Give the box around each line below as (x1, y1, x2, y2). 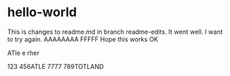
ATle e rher (7, 49, 40, 57)
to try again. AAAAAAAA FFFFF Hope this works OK (7, 34, 159, 43)
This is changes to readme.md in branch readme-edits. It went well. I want (7, 27, 223, 36)
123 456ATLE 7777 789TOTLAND (7, 62, 104, 70)
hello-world (7, 4, 78, 20)
